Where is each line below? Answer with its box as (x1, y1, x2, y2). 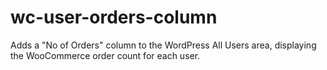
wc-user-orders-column (10, 6, 218, 29)
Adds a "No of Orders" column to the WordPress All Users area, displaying (10, 39, 317, 51)
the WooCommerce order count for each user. (10, 49, 201, 61)
